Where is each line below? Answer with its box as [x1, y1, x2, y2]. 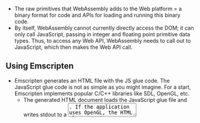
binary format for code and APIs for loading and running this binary [14, 11, 181, 19]
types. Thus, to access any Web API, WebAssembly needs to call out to [14, 37, 191, 44]
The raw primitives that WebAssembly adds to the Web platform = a [14, 5, 182, 12]
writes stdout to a [23, 111, 67, 118]
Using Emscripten [5, 61, 74, 71]
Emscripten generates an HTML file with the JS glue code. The [14, 77, 170, 84]
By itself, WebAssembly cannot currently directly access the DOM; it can [14, 24, 194, 31]
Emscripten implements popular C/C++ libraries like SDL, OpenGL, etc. [14, 90, 190, 97]
